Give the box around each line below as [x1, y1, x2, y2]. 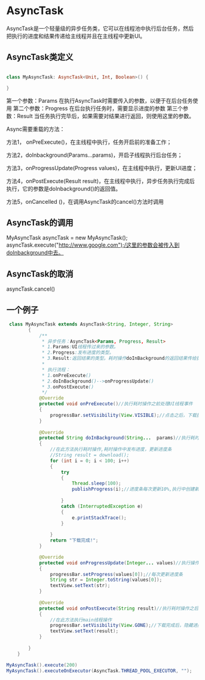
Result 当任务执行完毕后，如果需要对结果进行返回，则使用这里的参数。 [16, 112, 195, 119]
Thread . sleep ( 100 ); [71, 480, 121, 487]
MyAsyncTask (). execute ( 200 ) [6, 662, 78, 668]
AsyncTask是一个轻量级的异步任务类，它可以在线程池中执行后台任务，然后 [6, 24, 194, 32]
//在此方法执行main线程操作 [49, 616, 112, 623]
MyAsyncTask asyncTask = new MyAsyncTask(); [6, 234, 128, 242]
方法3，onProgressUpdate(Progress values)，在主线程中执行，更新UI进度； [6, 164, 198, 171]
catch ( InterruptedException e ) [60, 503, 143, 509]
